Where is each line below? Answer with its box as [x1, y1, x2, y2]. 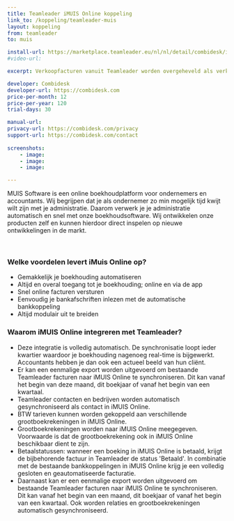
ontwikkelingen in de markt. [7, 226, 87, 235]
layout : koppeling [7, 23, 61, 30]
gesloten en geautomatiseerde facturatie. [17, 469, 136, 477]
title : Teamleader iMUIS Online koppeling [7, 10, 132, 17]
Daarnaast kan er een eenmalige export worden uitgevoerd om [17, 476, 197, 485]
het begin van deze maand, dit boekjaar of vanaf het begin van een [17, 380, 210, 389]
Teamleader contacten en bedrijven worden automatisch [17, 395, 180, 403]
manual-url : [7, 119, 42, 126]
